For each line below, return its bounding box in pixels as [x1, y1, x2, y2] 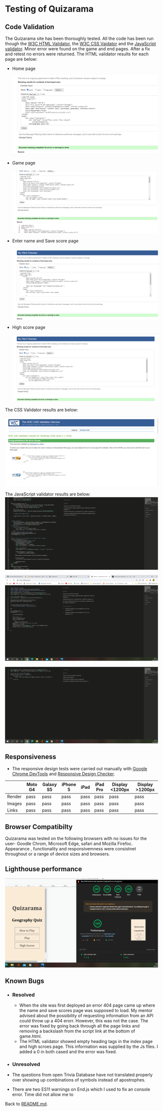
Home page [12, 66, 36, 71]
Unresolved [12, 1061, 40, 1068]
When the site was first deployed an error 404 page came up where [19, 1002, 155, 1008]
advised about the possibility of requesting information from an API [19, 1013, 154, 1019]
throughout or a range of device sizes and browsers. [5, 851, 110, 857]
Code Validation [5, 23, 54, 31]
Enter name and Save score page [12, 238, 79, 244]
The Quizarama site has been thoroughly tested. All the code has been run [5, 35, 154, 41]
